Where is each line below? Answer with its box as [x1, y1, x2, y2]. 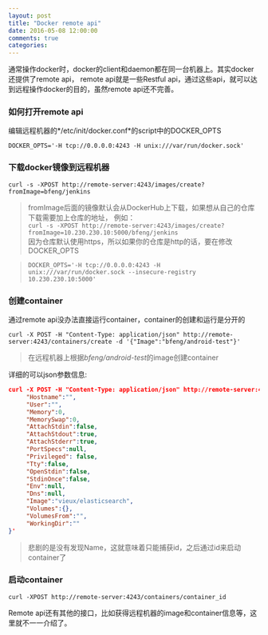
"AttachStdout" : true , [26, 430, 98, 438]
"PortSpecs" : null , [26, 445, 88, 453]
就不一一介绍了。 [14, 617, 72, 628]
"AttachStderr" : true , [26, 437, 98, 446]
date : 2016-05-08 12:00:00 [8, 26, 98, 34]
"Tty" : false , [26, 460, 69, 468]
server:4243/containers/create [8, 337, 112, 346]
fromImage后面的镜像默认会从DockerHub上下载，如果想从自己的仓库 [27, 202, 255, 212]
